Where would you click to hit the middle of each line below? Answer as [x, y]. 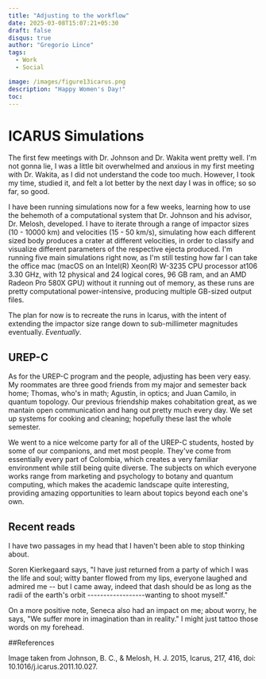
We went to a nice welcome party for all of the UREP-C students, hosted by [131, 443]
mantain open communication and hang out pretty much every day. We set [130, 410]
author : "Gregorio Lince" [51, 45]
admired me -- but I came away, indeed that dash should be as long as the [130, 586]
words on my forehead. [46, 627]
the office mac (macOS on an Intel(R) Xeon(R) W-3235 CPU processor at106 [133, 266]
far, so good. [29, 192]
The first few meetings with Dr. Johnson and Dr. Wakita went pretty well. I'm [133, 158]
